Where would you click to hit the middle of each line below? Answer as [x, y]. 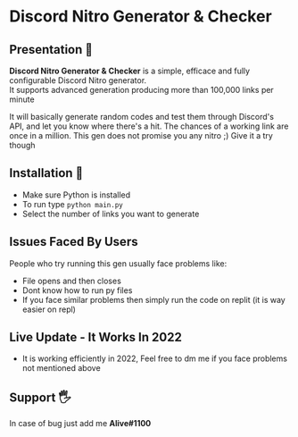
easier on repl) [49, 309]
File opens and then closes [72, 281]
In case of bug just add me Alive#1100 [80, 424]
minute [22, 99]
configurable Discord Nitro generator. [78, 80]
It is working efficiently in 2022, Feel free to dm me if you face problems [155, 358]
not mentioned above [61, 368]
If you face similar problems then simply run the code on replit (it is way [153, 299]
